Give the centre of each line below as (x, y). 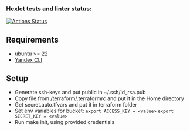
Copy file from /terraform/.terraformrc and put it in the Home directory (99, 98)
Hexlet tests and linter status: (49, 9)
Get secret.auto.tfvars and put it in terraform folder (76, 104)
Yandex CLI (28, 60)
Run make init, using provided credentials (65, 122)
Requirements (32, 40)
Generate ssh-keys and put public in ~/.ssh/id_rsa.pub (80, 92)
